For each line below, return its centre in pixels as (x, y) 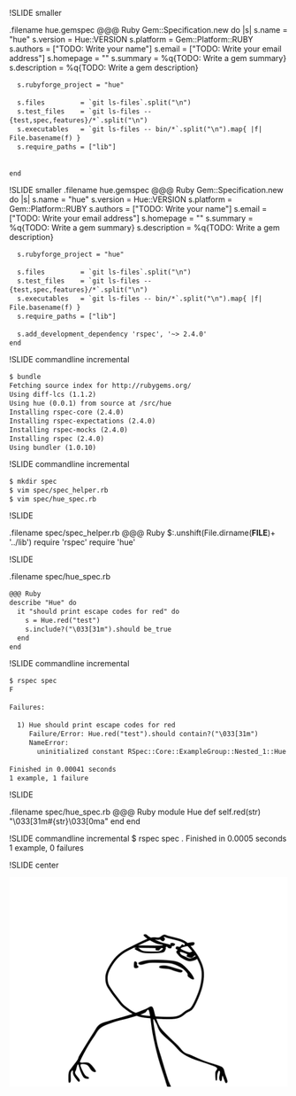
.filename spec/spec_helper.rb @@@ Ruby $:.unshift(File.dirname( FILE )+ (143, 532)
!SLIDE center (34, 865)
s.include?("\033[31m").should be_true (99, 629)
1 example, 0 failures (46, 848)
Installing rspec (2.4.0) (57, 439)
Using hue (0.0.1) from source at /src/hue (91, 403)
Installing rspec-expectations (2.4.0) (83, 421)
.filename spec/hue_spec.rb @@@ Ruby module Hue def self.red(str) (135, 812)
